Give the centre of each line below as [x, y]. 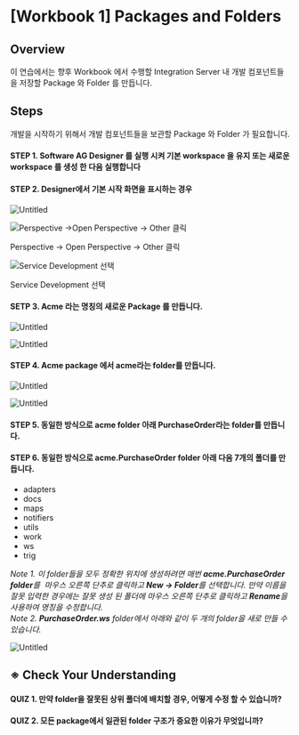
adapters [39, 489]
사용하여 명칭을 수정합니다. [57, 607]
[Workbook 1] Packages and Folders [146, 16]
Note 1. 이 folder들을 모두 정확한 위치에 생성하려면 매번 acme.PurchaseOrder [148, 573]
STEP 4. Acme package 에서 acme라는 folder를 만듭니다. [113, 366]
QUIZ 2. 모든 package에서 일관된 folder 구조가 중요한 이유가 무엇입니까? [137, 721]
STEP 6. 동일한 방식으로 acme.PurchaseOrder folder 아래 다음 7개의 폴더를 [144, 458]
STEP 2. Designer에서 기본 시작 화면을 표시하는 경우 [101, 189]
